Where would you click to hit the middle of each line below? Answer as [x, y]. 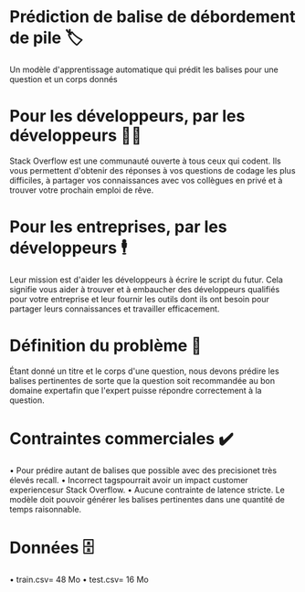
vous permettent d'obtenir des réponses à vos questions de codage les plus [152, 170]
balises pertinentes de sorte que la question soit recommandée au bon [142, 380]
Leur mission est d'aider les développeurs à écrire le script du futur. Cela [146, 280]
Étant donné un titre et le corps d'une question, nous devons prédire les [145, 371]
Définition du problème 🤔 [106, 345]
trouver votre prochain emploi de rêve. [82, 190]
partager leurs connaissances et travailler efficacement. [115, 309]
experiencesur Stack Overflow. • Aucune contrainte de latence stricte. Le [147, 490]
